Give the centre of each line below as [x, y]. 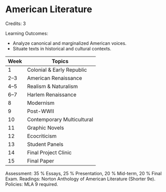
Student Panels [45, 144]
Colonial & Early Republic [57, 70]
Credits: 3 [16, 23]
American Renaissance [55, 78]
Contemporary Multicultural [60, 119]
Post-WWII [41, 111]
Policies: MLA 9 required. [32, 184]
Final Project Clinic [50, 152]
